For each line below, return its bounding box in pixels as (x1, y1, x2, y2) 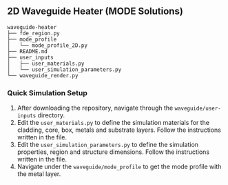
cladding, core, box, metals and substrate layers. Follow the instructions (17, 126, 222, 134)
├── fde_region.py (7, 30, 60, 37)
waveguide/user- (174, 105, 222, 113)
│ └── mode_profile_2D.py (7, 41, 88, 49)
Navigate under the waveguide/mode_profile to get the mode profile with (17, 162, 222, 171)
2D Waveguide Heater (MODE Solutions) (7, 6, 184, 17)
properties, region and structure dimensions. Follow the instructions (17, 148, 210, 156)
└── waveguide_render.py (7, 72, 79, 79)
